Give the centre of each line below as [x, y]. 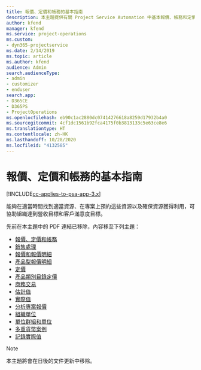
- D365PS [17, 106]
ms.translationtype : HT [36, 129]
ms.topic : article [29, 56]
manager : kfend [25, 28]
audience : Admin [26, 67]
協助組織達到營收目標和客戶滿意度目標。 [56, 214]
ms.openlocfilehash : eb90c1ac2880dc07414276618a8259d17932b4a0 [87, 117]
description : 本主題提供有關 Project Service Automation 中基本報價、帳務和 [97, 17]
